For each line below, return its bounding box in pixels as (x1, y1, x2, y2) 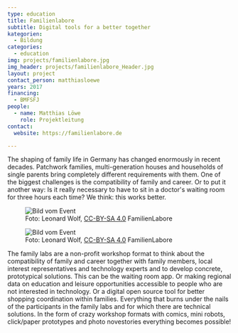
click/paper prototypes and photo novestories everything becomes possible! (7, 317, 232, 326)
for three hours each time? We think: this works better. (7, 193, 167, 201)
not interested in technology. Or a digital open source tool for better (7, 287, 205, 296)
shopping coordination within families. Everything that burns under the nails (7, 295, 229, 303)
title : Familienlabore (7, 17, 75, 24)
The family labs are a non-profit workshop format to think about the (7, 250, 205, 258)
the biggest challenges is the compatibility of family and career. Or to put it (7, 178, 226, 186)
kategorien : (7, 30, 43, 38)
